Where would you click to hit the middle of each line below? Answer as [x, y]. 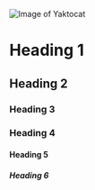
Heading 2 [39, 83]
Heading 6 [29, 175]
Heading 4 [32, 133]
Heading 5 [29, 155]
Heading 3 [32, 109]
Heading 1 [47, 50]
